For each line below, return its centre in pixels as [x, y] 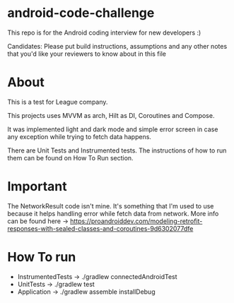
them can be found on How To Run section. [70, 158]
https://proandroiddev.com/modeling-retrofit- [136, 221]
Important [37, 187]
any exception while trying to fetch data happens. [80, 136]
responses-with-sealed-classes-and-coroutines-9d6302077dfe [100, 228]
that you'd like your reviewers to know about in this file [87, 54]
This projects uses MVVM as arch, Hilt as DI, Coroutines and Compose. [111, 115]
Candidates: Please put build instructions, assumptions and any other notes [117, 46]
